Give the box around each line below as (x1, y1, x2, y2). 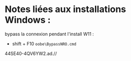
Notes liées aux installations (5, 4, 126, 15)
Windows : (5, 14, 51, 26)
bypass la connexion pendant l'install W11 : (5, 31, 94, 37)
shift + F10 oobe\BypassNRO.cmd (12, 40, 77, 46)
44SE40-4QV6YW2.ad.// (5, 50, 57, 56)
